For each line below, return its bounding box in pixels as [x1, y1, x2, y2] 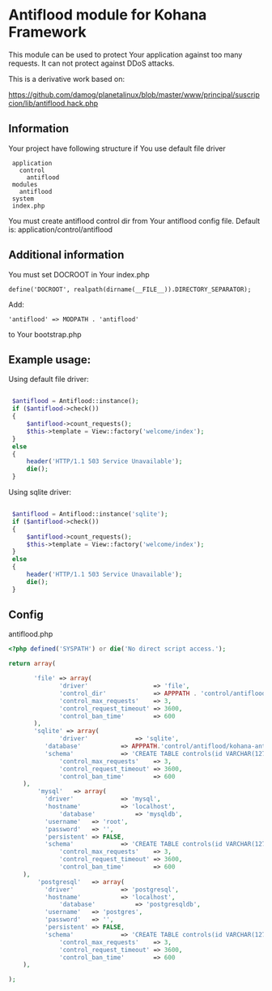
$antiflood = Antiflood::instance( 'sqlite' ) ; [11, 510, 168, 518]
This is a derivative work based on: [8, 74, 125, 84]
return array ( [8, 659, 57, 668]
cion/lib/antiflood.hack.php [8, 98, 99, 108]
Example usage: [8, 353, 91, 367]
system [11, 195, 35, 203]
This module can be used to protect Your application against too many [8, 49, 243, 59]
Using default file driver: [8, 375, 89, 384]
